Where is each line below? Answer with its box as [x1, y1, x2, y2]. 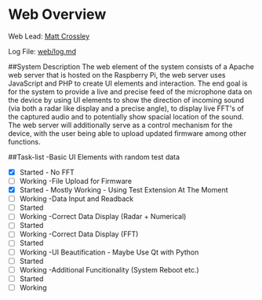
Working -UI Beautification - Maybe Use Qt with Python [19, 247, 199, 257]
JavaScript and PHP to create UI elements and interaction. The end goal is [8, 79, 248, 88]
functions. [8, 137, 41, 146]
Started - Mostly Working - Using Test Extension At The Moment [19, 185, 228, 195]
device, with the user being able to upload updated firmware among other [8, 128, 247, 138]
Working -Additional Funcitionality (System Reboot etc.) [19, 265, 200, 274]
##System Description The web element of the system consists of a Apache [8, 61, 255, 71]
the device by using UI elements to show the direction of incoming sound [8, 95, 245, 104]
